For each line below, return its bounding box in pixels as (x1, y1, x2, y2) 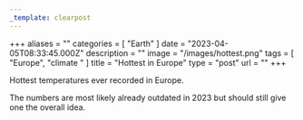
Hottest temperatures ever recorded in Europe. (9, 74, 184, 86)
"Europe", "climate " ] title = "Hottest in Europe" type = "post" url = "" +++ (9, 57, 287, 68)
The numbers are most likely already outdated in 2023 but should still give (9, 92, 287, 103)
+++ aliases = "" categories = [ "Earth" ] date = (9, 38, 186, 49)
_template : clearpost (9, 13, 92, 23)
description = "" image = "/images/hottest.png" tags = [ (85, 47, 295, 59)
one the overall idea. (9, 101, 86, 113)
